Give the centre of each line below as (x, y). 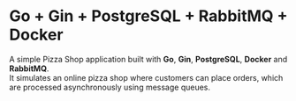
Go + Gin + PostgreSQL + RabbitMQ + (148, 16)
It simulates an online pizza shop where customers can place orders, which (146, 77)
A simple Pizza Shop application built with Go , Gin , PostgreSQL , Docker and (148, 59)
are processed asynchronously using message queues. (110, 87)
